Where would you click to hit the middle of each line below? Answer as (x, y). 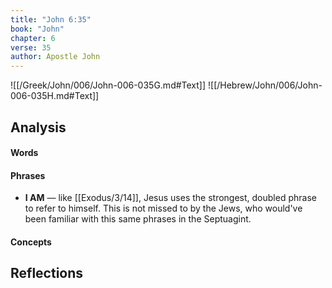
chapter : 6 (33, 38)
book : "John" (37, 29)
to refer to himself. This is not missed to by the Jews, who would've (163, 208)
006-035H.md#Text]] (55, 96)
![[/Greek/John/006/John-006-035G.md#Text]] (108, 85)
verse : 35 (31, 47)
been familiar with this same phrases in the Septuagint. (138, 219)
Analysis (38, 127)
